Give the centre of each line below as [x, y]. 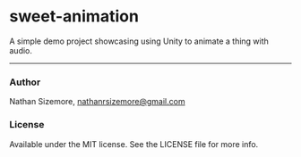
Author [25, 82]
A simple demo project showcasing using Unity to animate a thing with [139, 41]
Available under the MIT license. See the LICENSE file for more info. [134, 144]
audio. [21, 50]
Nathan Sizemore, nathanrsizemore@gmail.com [97, 102]
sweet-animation [74, 17]
